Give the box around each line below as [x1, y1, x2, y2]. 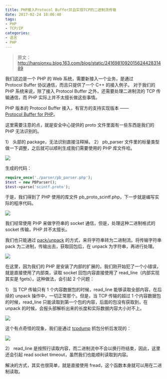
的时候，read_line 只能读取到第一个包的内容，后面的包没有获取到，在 [5, 299, 148, 305]
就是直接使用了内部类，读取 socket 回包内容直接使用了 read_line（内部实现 [5, 270, 160, 276]
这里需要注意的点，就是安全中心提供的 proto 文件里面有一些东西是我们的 [5, 122, 154, 128]
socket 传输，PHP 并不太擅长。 [5, 226, 70, 233]
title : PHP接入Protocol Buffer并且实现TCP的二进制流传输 [5, 7, 116, 13]
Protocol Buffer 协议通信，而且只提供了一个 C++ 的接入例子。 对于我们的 [5, 82, 155, 88]
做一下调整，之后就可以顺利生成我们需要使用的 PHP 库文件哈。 [5, 145, 135, 151]
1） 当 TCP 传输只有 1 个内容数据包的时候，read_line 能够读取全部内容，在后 [5, 286, 162, 293]
